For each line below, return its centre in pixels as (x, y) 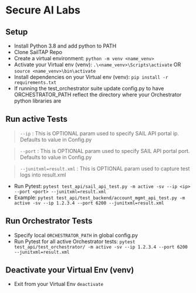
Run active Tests (37, 119)
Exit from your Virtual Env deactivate (59, 284)
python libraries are (38, 101)
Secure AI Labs (43, 10)
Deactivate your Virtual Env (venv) (70, 270)
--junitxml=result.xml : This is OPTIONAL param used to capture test (105, 168)
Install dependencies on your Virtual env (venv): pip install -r (91, 77)
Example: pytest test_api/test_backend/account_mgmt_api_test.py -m (99, 197)
